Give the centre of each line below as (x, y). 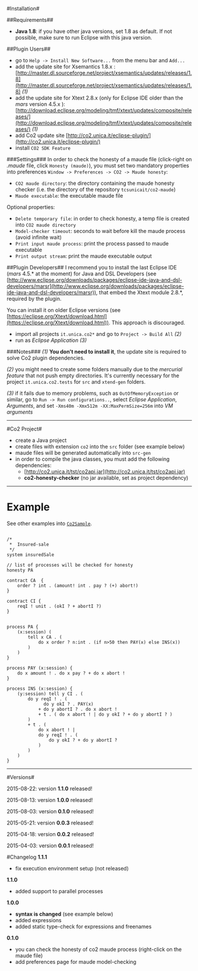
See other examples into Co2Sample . (49, 523)
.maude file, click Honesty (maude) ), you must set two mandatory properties (98, 165)
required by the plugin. (34, 299)
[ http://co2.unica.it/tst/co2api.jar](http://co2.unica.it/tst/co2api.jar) (105, 471)
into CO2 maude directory (46, 225)
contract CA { (25, 580)
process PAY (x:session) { (40, 668)
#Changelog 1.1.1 (27, 857)
